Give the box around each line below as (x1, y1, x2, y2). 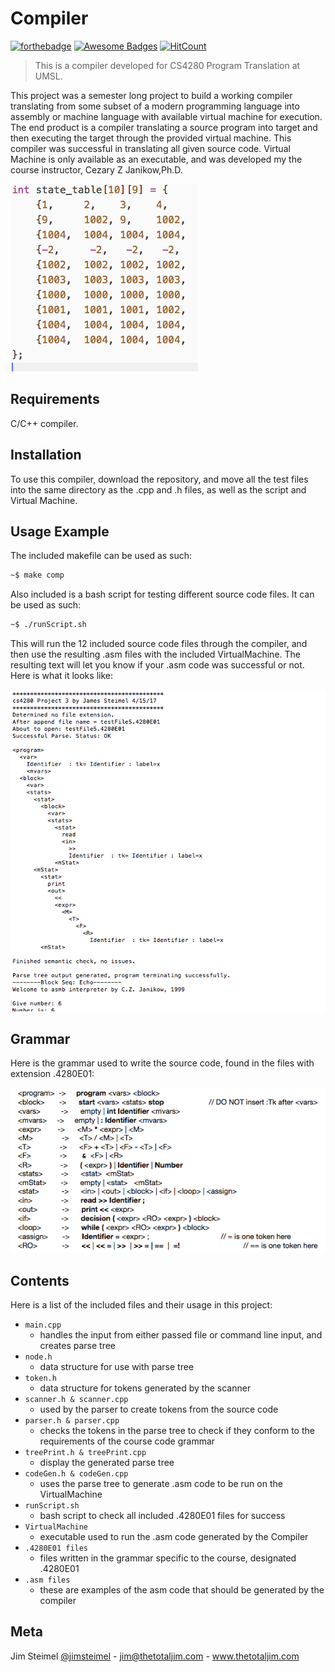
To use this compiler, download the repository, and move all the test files (10, 473, 309, 485)
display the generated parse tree (39, 1456, 175, 1468)
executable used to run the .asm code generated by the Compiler (39, 1530, 309, 1542)
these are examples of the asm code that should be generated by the (39, 1583, 325, 1596)
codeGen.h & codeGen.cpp (24, 1468, 129, 1479)
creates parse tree (39, 1339, 116, 1351)
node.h (24, 1352, 53, 1362)
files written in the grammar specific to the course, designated (39, 1552, 297, 1564)
